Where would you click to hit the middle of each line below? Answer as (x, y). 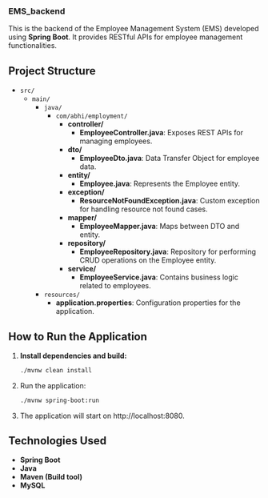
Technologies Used (57, 441)
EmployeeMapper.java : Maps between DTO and (160, 227)
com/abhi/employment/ (92, 116)
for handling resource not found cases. (144, 209)
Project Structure (52, 71)
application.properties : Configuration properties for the (148, 303)
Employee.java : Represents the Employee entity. (160, 184)
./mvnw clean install (56, 370)
